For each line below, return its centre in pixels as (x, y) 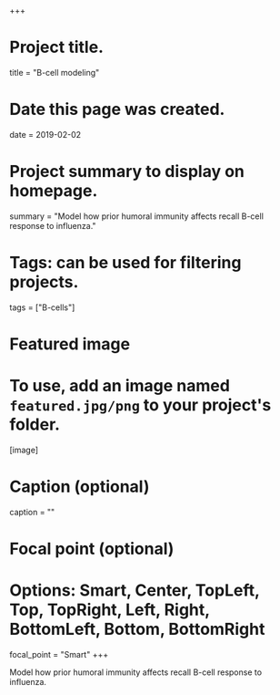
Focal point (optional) (92, 549)
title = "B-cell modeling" (55, 72)
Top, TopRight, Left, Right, (110, 610)
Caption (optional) (80, 487)
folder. (35, 425)
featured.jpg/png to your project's (140, 405)
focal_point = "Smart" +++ (59, 654)
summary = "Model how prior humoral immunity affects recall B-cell (136, 216)
